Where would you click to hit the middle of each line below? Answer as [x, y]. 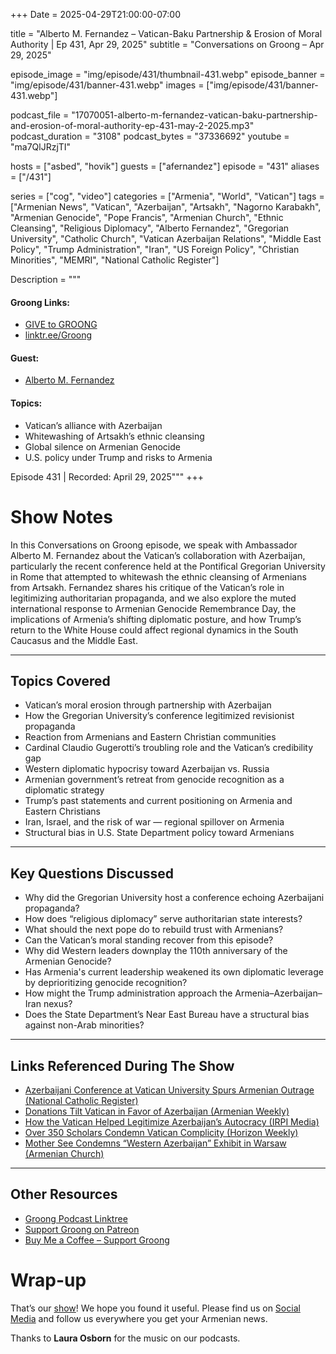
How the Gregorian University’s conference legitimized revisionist [159, 716]
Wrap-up [48, 1280]
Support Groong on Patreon [82, 1229]
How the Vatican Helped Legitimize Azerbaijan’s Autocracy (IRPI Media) [172, 1121]
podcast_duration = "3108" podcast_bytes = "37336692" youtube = [150, 136]
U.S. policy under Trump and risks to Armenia [118, 457]
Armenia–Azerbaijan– [278, 993]
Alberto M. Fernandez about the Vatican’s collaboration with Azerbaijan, [158, 555]
